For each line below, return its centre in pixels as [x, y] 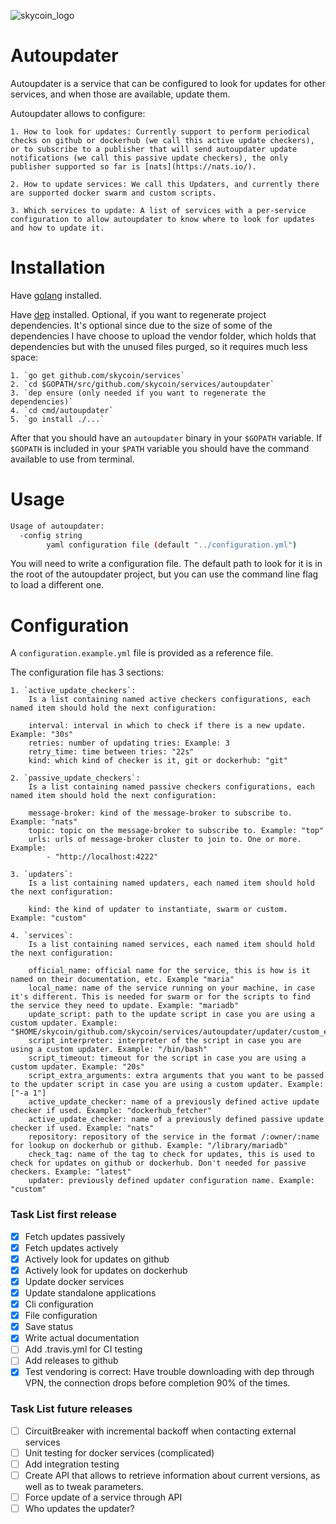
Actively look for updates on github [97, 1259]
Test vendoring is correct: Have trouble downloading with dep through [169, 1372]
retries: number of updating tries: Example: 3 [129, 743]
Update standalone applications [90, 1292]
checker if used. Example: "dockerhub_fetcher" [111, 1111]
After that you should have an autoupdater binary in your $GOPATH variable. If [166, 437]
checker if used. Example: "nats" [82, 1128]
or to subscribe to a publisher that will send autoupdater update [154, 149]
